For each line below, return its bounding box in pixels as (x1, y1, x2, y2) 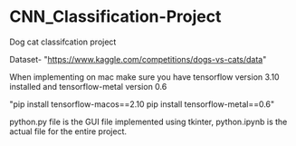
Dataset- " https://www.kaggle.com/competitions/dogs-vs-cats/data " (9, 54, 267, 64)
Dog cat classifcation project (9, 36, 117, 47)
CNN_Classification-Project (9, 6, 222, 27)
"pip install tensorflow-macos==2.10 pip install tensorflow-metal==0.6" (9, 98, 275, 110)
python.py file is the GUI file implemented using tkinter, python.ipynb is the (9, 116, 288, 127)
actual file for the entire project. (9, 125, 128, 137)
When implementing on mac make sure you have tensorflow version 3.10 (9, 71, 280, 83)
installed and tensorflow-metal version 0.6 (9, 81, 167, 92)
